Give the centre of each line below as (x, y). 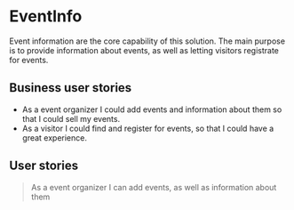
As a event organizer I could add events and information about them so (152, 109)
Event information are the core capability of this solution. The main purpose (147, 41)
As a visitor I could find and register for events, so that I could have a (148, 128)
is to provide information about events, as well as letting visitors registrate (144, 50)
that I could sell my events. (71, 118)
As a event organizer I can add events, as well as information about (154, 187)
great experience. (54, 137)
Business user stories (71, 88)
